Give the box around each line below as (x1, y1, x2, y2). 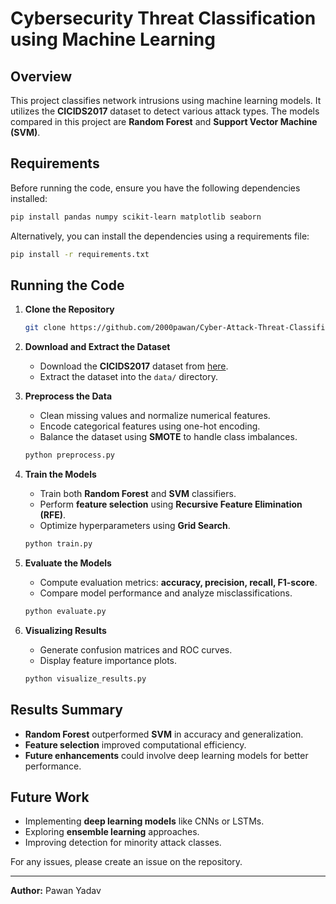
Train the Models (24, 468, 97, 481)
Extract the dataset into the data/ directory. (39, 371, 219, 383)
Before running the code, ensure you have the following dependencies (10, 182, 301, 194)
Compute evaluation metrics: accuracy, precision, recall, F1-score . (39, 577, 318, 588)
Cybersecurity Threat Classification (10, 7, 317, 30)
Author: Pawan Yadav (10, 885, 102, 897)
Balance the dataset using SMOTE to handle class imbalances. (39, 431, 298, 443)
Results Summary (10, 702, 124, 719)
